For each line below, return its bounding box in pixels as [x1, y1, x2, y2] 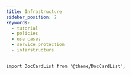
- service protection [11, 42, 65, 48]
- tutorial [11, 25, 39, 31]
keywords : [6, 19, 31, 25]
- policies [11, 31, 39, 37]
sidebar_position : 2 [6, 14, 57, 20]
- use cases [11, 36, 41, 42]
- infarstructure [11, 47, 55, 53]
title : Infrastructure [6, 8, 62, 15]
